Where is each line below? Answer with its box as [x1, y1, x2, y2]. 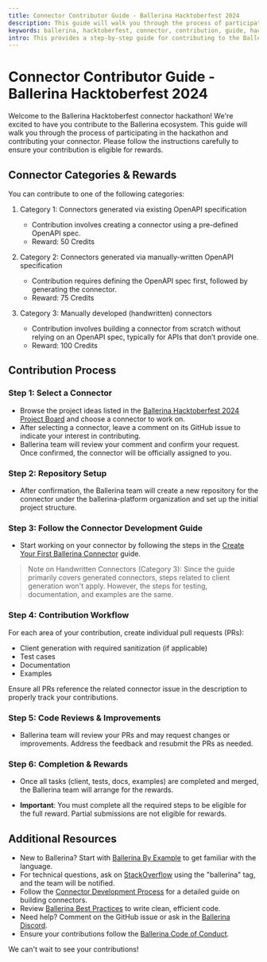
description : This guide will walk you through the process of [8, 19, 222, 27]
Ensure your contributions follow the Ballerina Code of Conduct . [19, 929, 230, 938]
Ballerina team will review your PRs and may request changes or [19, 730, 230, 739]
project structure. [19, 502, 77, 512]
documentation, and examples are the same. [27, 590, 174, 599]
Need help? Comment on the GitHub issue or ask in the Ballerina [19, 912, 230, 921]
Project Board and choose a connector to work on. [19, 414, 185, 424]
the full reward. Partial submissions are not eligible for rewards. [19, 809, 227, 819]
